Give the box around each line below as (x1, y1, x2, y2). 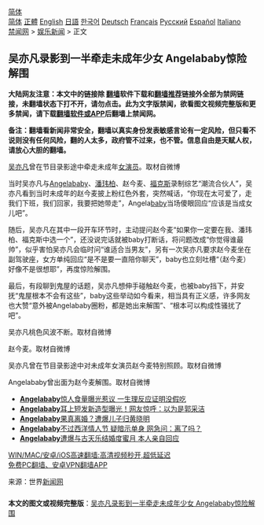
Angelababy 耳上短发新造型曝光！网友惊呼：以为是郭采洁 (19, 404, 206, 413)
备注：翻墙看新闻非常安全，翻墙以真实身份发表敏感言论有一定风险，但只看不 (8, 125, 256, 135)
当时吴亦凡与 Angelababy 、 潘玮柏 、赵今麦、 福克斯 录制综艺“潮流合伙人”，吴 (8, 179, 253, 188)
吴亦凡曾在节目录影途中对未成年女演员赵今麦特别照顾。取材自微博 (8, 360, 222, 370)
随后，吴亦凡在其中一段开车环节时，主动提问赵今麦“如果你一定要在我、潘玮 (8, 224, 253, 234)
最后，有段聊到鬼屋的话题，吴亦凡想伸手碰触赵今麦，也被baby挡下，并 (8, 281, 238, 290)
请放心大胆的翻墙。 (8, 145, 71, 154)
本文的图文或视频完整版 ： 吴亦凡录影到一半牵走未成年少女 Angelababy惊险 (8, 498, 249, 508)
